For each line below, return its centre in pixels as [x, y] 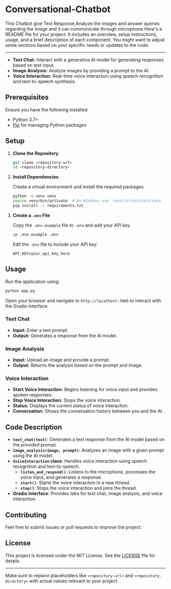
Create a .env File [31, 215]
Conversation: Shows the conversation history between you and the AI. [88, 411]
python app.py [20, 291]
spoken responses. [33, 395]
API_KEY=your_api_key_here [41, 254]
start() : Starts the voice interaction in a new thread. [75, 483]
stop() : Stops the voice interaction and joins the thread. [79, 488]
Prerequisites [27, 97]
